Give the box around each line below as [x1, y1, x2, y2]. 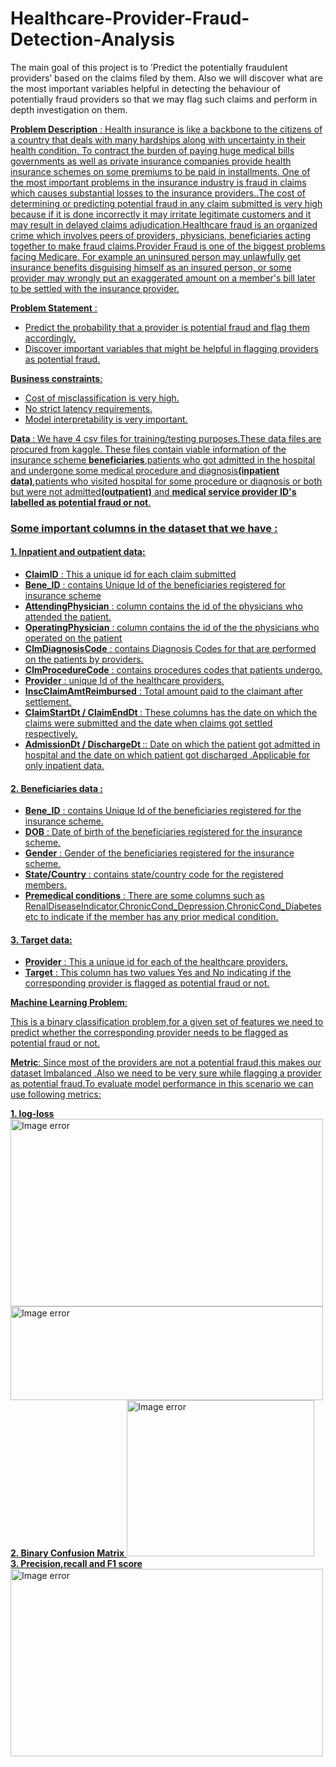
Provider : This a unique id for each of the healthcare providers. [24, 956, 288, 968]
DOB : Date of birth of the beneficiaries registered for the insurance [24, 826, 303, 838]
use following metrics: [10, 1088, 102, 1101]
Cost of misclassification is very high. [24, 392, 180, 404]
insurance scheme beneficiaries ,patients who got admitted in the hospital [10, 453, 316, 466]
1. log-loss [10, 1108, 55, 1120]
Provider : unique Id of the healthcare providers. [24, 675, 225, 687]
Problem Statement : [10, 302, 98, 314]
